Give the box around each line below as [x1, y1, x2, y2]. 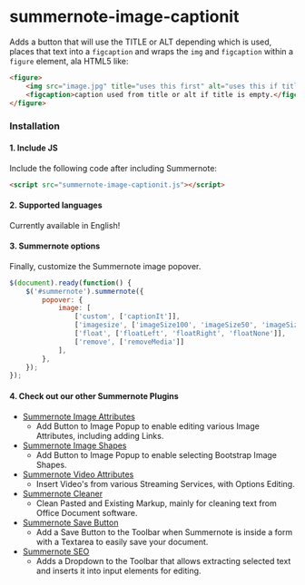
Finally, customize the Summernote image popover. [9, 260, 202, 271]
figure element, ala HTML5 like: [9, 55, 129, 66]
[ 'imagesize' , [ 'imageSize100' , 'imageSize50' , [74, 320, 258, 330]
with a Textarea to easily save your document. [35, 536, 209, 547]
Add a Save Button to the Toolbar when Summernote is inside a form [35, 526, 293, 537]
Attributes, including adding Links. [35, 430, 164, 441]
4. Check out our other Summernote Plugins [9, 390, 179, 401]
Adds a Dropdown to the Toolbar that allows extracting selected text [35, 555, 291, 566]
